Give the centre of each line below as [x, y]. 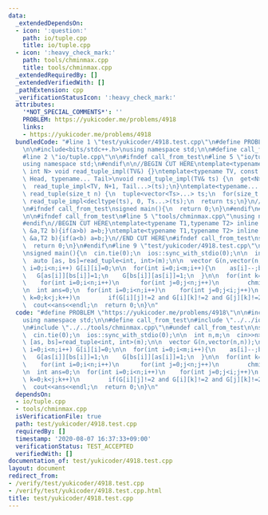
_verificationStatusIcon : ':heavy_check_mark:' [96, 97]
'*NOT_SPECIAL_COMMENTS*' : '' [73, 113]
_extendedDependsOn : [49, 23]
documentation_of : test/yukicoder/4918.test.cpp [91, 461]
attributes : [35, 105]
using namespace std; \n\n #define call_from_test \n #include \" [128, 320]
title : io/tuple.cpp [57, 46]
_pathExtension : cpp [49, 90]
